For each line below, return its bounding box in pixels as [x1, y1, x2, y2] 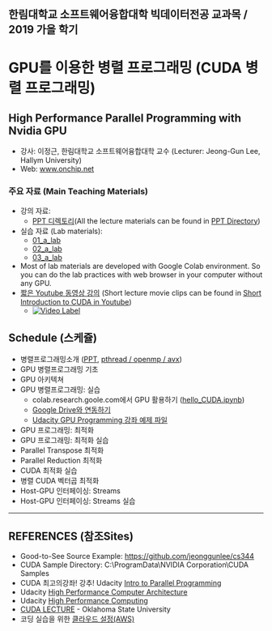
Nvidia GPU [8, 124, 67, 138]
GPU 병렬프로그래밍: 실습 [19, 384, 101, 394]
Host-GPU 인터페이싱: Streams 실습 [19, 496, 136, 505]
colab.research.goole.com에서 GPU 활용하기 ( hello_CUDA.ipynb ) [32, 394, 245, 404]
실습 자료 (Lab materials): [19, 226, 103, 236]
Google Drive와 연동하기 [32, 404, 111, 415]
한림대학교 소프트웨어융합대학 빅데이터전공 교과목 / [8, 7, 249, 22]
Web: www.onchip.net [19, 164, 95, 174]
